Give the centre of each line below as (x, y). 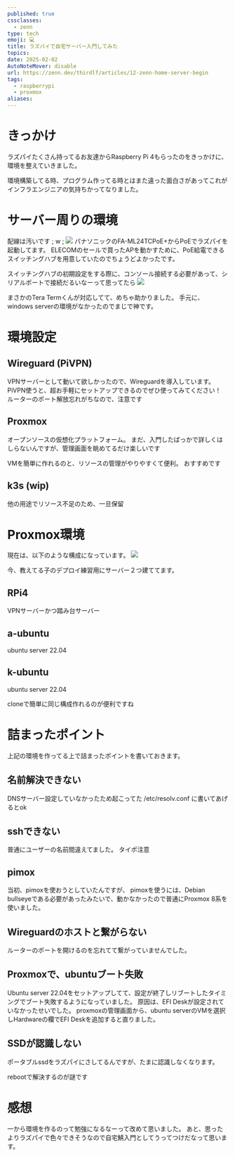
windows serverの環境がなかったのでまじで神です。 (82, 306)
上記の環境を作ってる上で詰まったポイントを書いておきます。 (96, 755)
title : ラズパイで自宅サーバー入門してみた (62, 46)
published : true (31, 14)
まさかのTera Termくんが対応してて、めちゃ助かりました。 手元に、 (106, 297)
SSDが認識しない (45, 1043)
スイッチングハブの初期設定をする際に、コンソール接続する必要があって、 (115, 273)
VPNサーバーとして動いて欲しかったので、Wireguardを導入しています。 (111, 381)
